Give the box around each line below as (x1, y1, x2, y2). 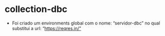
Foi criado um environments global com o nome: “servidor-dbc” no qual (12, 20, 160, 26)
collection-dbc (5, 3, 68, 15)
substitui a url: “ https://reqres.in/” (12, 25, 81, 31)
